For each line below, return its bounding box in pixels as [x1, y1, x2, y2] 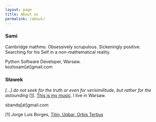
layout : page [5, 7, 32, 12]
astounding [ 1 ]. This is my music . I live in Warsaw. [5, 92, 106, 98]
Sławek [5, 76, 23, 83]
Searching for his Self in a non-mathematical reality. [5, 49, 111, 55]
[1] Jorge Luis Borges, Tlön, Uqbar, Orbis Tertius [5, 111, 104, 117]
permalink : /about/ [5, 16, 45, 21]
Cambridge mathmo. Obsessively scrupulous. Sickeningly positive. [5, 44, 141, 50]
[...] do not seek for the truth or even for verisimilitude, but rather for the [5, 87, 152, 93]
